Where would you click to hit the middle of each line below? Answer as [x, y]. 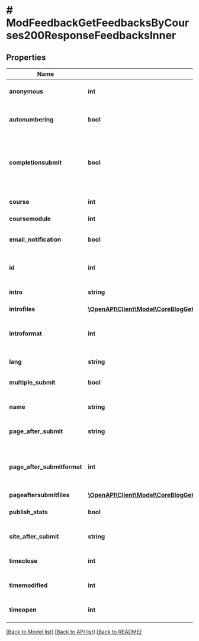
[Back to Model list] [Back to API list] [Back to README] [74, 632]
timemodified [28, 585]
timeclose [23, 561]
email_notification [35, 239]
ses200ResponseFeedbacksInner [91, 36]
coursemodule [30, 219]
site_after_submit [34, 536]
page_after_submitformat [46, 467]
